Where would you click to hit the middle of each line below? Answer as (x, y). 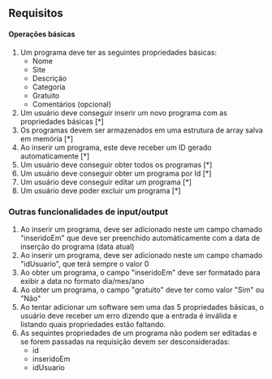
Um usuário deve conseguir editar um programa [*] (106, 181)
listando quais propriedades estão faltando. (93, 324)
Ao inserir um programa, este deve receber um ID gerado (116, 147)
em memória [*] (47, 138)
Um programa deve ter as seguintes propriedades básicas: (119, 52)
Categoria (49, 87)
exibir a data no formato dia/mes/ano (82, 281)
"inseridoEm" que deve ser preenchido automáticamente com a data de (140, 237)
